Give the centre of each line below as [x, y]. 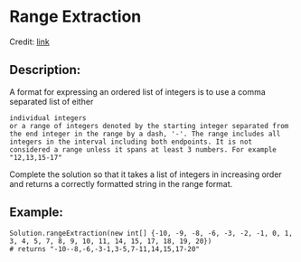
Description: [45, 70]
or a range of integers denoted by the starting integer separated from [149, 126]
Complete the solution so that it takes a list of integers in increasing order [146, 174]
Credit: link [29, 42]
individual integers [48, 118]
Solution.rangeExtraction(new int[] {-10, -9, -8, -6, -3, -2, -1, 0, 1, [151, 233]
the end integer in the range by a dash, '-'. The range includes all [145, 134]
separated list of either [52, 101]
